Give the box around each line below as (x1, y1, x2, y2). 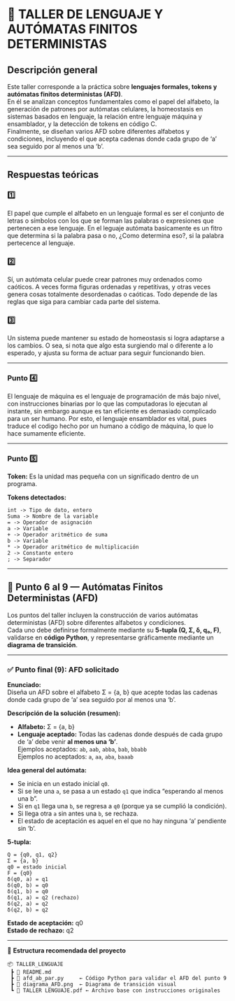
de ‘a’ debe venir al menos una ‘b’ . (17, 737, 118, 745)
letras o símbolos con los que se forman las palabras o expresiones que (7, 216, 215, 225)
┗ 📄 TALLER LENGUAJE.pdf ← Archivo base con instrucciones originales (10, 987, 220, 994)
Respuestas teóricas (7, 169, 99, 181)
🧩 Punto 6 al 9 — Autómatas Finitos (7, 581, 163, 593)
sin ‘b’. (17, 824, 36, 832)
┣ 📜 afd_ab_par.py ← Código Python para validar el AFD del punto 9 (10, 974, 227, 981)
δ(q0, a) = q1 (7, 876, 49, 883)
